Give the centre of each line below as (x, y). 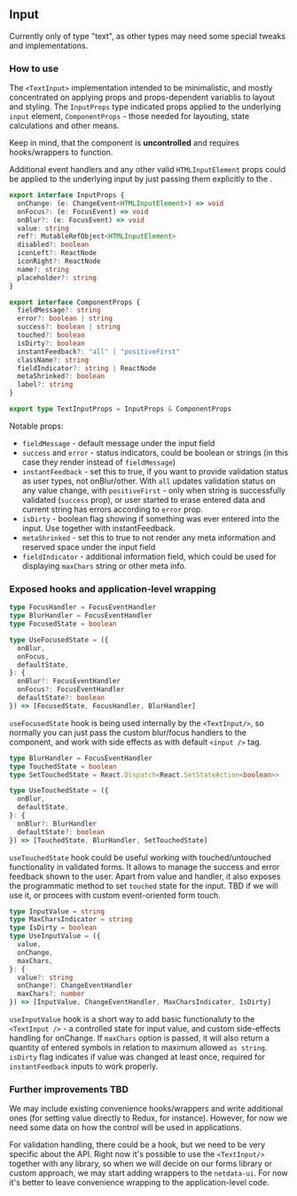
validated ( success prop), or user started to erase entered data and (144, 499)
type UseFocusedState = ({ (59, 640)
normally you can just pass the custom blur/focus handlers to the (128, 732)
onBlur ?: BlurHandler (57, 824)
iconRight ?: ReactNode (59, 261)
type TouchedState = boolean (63, 766)
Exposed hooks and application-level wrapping (113, 588)
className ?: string (53, 360)
